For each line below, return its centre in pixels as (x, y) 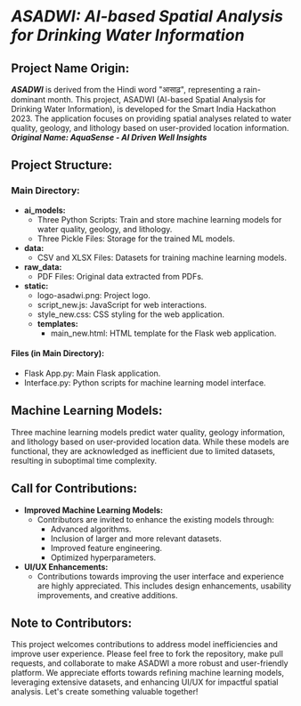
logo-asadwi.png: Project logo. (94, 295)
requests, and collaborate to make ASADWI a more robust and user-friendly (150, 663)
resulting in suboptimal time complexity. (84, 460)
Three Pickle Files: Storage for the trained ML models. (136, 239)
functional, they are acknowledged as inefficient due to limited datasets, (143, 450)
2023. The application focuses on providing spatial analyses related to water (151, 118)
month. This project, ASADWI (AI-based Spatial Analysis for (157, 99)
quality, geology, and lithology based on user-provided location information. (150, 128)
